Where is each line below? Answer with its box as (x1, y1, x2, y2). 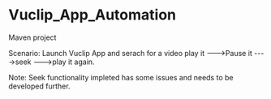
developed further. (8, 81, 71, 91)
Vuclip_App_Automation (8, 6, 177, 24)
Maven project (8, 32, 57, 42)
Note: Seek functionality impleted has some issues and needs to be (8, 72, 234, 82)
